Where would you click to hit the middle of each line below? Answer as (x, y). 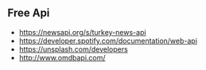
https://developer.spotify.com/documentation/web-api (108, 41)
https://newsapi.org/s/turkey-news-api (82, 32)
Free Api (29, 13)
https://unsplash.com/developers (73, 49)
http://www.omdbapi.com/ (62, 57)
